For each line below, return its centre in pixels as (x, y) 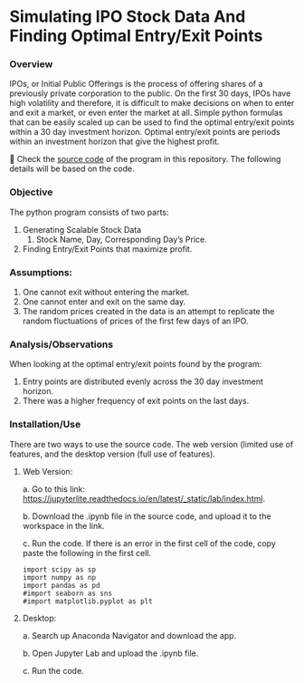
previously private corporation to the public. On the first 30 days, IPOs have (150, 93)
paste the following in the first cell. (87, 553)
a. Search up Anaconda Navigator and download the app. (129, 635)
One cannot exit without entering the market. (106, 293)
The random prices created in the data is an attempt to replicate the (148, 312)
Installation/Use (45, 425)
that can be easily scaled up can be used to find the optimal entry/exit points (152, 122)
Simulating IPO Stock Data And (128, 17)
